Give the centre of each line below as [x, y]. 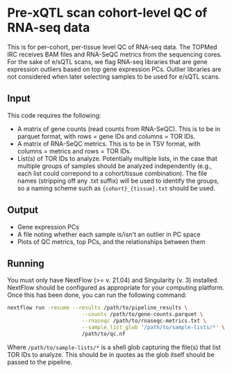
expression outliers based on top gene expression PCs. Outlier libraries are [114, 69]
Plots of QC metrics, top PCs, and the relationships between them [111, 241]
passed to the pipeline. [40, 362]
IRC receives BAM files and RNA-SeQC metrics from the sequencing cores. [115, 54]
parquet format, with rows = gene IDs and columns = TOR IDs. [106, 136]
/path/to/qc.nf [104, 334]
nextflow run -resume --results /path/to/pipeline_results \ [98, 308]
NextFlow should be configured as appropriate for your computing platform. [116, 288]
